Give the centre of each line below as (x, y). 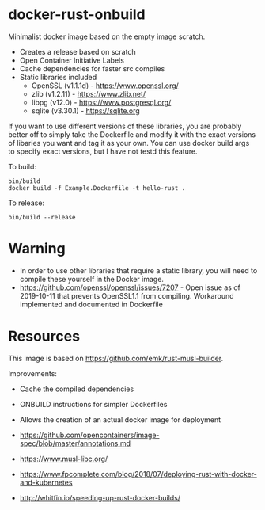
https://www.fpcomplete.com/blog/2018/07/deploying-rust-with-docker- (138, 474)
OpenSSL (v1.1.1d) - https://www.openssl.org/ (105, 86)
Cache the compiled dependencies (77, 389)
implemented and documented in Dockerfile (91, 304)
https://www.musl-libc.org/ (64, 459)
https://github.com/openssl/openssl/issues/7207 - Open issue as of (130, 287)
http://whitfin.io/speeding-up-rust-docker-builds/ (100, 497)
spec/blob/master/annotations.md (75, 443)
